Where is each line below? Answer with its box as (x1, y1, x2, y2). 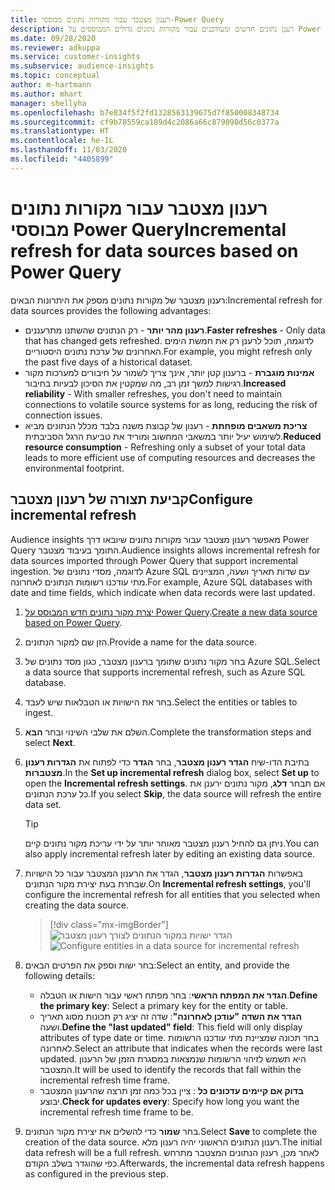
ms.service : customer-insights (10, 52, 141, 62)
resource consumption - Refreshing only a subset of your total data (24, 441, 306, 453)
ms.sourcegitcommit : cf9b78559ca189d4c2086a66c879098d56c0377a (10, 117, 280, 127)
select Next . (24, 736, 76, 748)
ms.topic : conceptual (10, 71, 101, 81)
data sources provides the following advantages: (10, 304, 212, 316)
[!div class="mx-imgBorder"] (49, 918, 169, 930)
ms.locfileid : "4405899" (10, 154, 114, 164)
